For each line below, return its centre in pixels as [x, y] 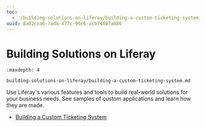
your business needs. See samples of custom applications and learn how [99, 99]
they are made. [25, 106]
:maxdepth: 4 [23, 70]
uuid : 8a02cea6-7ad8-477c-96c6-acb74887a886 [64, 23]
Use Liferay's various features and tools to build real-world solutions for [97, 92]
